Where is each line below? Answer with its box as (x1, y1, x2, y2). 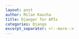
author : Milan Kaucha (5, 12, 51, 17)
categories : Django (5, 21, 47, 27)
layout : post (5, 7, 33, 13)
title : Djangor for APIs (5, 17, 58, 22)
